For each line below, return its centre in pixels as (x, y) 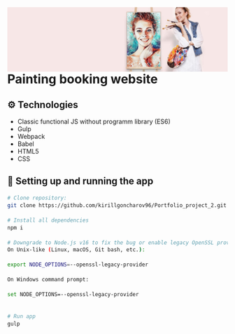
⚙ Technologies (43, 105)
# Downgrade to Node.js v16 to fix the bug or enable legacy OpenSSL (111, 242)
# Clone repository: (37, 198)
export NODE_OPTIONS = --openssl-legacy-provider (78, 265)
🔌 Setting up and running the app (80, 181)
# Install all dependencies (48, 220)
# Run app (22, 316)
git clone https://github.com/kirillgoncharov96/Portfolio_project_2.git (117, 206)
